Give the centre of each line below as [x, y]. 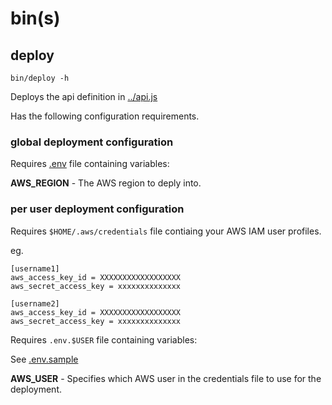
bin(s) [35, 18]
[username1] [35, 268]
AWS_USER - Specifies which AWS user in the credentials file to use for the [166, 378]
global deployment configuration [92, 142]
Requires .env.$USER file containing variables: [104, 339]
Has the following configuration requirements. [105, 116]
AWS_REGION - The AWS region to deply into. [106, 183]
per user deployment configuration [97, 209]
